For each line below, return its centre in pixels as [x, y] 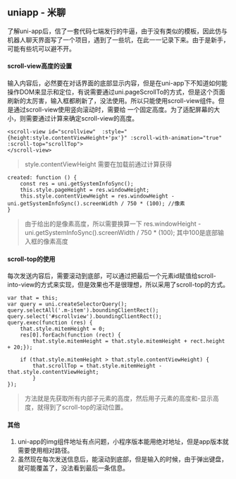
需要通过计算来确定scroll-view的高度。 [82, 119]
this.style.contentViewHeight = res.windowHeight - [97, 196]
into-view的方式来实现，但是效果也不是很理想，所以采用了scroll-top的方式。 [118, 285]
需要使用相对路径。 [45, 451]
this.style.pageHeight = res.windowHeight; [85, 190]
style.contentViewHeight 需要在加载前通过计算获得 [98, 164]
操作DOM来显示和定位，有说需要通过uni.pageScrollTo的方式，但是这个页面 [116, 92]
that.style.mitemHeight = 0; [63, 329]
